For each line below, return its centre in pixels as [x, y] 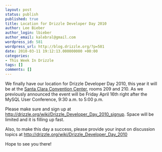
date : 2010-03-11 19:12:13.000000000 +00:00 [51, 51]
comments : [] [18, 70]
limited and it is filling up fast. [35, 120]
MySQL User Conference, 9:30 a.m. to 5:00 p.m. [54, 99]
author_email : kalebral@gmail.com [41, 38]
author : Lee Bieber [25, 28]
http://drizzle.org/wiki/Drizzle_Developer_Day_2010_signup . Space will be [80, 114]
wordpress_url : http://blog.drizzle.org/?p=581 [55, 47]
